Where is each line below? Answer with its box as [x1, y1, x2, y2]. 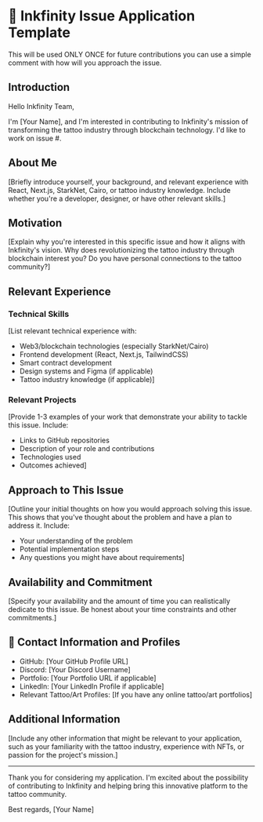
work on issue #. [8, 133, 62, 143]
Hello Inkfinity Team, [8, 101, 74, 111]
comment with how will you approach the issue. [8, 58, 162, 67]
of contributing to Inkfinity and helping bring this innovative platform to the [8, 780, 248, 791]
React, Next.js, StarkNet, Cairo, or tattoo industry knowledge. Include [8, 185, 231, 195]
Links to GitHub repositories [19, 435, 110, 446]
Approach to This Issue [8, 483, 124, 496]
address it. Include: [8, 521, 70, 530]
